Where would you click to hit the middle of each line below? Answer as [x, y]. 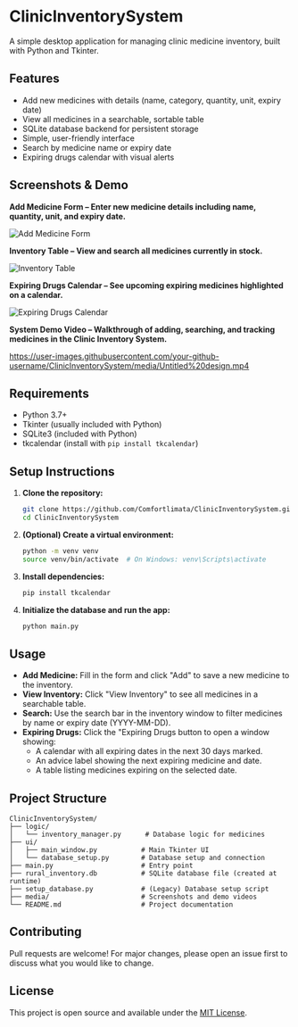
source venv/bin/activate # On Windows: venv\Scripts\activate [144, 559]
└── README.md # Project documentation [121, 905]
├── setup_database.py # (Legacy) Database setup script [139, 890]
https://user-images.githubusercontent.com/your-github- [115, 356]
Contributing [46, 932]
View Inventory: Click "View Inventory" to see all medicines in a [140, 694]
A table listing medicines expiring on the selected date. [137, 770]
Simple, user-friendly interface [79, 138]
